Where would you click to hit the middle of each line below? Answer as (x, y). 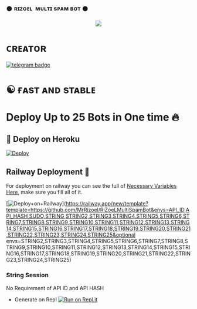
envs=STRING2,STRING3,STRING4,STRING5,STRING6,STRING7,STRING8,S (97, 241)
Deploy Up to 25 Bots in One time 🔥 (93, 117)
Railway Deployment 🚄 (48, 172)
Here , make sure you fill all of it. (44, 192)
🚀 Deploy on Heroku (43, 139)
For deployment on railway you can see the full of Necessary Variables (91, 186)
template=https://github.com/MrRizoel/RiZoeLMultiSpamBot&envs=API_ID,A (98, 210)
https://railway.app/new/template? (107, 204)
